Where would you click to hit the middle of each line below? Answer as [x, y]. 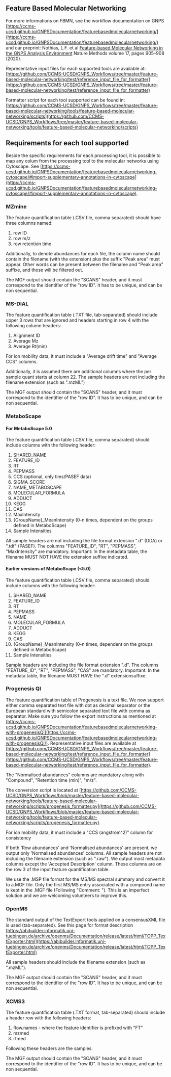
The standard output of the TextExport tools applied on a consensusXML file [85, 920]
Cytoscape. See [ [24, 166]
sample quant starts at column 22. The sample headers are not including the [85, 377]
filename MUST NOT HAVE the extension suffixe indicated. [67, 557]
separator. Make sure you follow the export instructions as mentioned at [81, 716]
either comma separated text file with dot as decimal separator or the [78, 705]
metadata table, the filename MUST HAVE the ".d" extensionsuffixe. [76, 675]
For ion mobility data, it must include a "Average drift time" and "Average [81, 356]
